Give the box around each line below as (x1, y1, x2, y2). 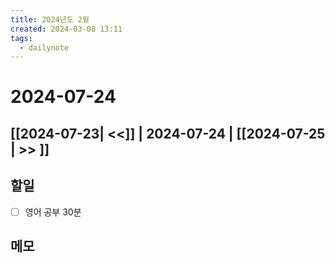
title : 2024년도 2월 (10, 14, 90, 25)
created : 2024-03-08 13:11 (10, 24, 123, 34)
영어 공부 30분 (24, 206, 82, 218)
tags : (10, 33, 33, 43)
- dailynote (19, 42, 70, 53)
